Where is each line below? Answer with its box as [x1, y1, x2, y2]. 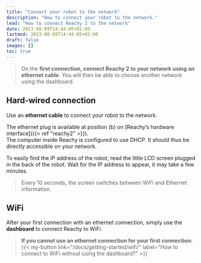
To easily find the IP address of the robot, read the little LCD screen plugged [6, 154, 196, 161]
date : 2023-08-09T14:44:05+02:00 [6, 25, 91, 32]
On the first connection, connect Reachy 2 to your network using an [21, 65, 195, 72]
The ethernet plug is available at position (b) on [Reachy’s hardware [6, 123, 174, 130]
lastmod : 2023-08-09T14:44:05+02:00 [6, 32, 98, 38]
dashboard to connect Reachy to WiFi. [6, 225, 103, 233]
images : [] [6, 43, 34, 49]
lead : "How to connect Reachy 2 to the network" [6, 20, 131, 26]
